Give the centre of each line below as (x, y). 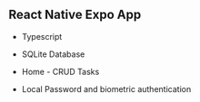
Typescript (42, 36)
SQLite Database (53, 54)
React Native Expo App (75, 15)
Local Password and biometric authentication (106, 88)
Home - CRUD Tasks (60, 71)
